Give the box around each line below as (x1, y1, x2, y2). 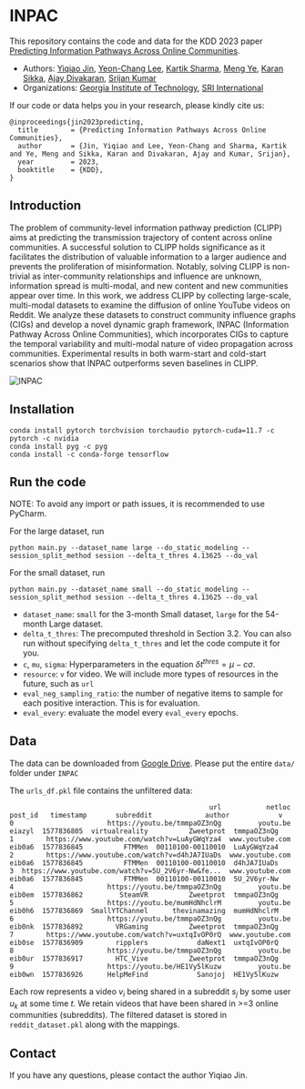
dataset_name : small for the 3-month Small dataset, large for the (22, 609, 264, 620)
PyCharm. (9, 508, 47, 519)
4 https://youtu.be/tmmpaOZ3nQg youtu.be (9, 882, 291, 891)
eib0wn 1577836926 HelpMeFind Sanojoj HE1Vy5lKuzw (9, 970, 280, 979)
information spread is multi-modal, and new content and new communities (9, 280, 289, 291)
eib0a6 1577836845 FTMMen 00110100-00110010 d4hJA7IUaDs (9, 858, 280, 868)
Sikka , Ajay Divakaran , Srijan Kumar (22, 72, 157, 83)
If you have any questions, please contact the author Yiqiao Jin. (9, 1070, 249, 1081)
